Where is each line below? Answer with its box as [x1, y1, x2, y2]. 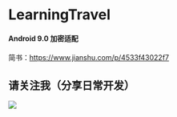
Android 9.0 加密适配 [8, 34, 78, 43]
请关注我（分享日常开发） [8, 79, 135, 92]
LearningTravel [8, 6, 111, 24]
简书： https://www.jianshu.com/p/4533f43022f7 [8, 53, 170, 63]
